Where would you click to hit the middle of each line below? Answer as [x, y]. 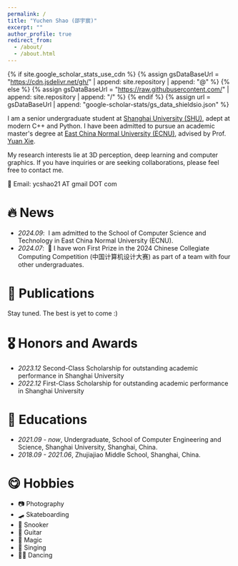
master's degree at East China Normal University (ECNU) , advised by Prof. [117, 133]
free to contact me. [36, 170]
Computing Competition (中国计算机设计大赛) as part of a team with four [124, 256]
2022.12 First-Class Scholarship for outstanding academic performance [123, 383]
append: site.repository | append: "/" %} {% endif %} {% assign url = [109, 96]
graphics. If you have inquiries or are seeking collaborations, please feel [113, 162]
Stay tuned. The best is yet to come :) [63, 313]
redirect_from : [30, 41]
